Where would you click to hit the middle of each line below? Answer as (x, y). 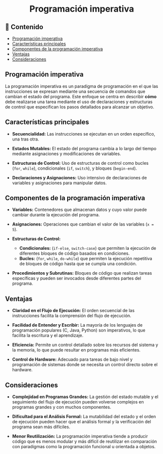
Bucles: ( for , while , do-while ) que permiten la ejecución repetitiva (86, 259)
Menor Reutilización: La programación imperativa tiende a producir (80, 437)
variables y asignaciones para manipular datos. (59, 183)
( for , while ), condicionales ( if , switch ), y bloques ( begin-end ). (74, 168)
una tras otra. (26, 139)
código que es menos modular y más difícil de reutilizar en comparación (84, 441)
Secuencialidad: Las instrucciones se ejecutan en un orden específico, (84, 134)
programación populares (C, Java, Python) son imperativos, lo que (79, 330)
